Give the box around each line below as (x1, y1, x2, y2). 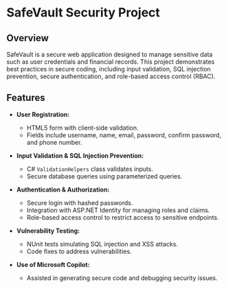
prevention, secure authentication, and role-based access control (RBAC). (6, 72, 216, 80)
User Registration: (16, 110, 70, 118)
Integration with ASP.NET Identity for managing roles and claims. (26, 206, 210, 214)
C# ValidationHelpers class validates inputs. (26, 165, 154, 173)
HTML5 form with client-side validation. (26, 124, 139, 132)
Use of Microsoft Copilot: (16, 260, 90, 268)
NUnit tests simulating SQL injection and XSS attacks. (26, 240, 179, 248)
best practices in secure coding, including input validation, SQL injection (6, 65, 211, 73)
